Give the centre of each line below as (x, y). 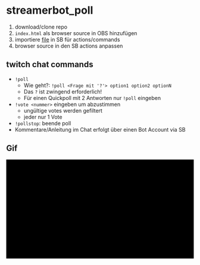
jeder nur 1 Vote (43, 117)
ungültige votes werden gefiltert (63, 110)
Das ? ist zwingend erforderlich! (63, 91)
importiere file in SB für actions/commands (67, 39)
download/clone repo (41, 27)
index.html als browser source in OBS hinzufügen (76, 33)
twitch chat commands (50, 65)
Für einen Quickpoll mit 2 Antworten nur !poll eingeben (92, 98)
